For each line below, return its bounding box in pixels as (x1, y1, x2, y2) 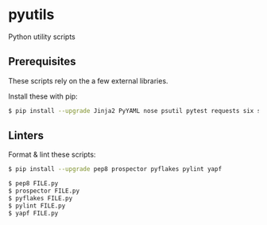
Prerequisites (8, 55, 76, 68)
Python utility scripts (8, 32, 75, 41)
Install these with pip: (8, 91, 78, 101)
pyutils (8, 6, 55, 24)
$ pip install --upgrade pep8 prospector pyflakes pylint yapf (8, 165, 222, 173)
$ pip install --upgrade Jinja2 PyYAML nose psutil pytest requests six (8, 107, 254, 114)
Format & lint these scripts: (8, 149, 96, 160)
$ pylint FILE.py (8, 201, 66, 210)
